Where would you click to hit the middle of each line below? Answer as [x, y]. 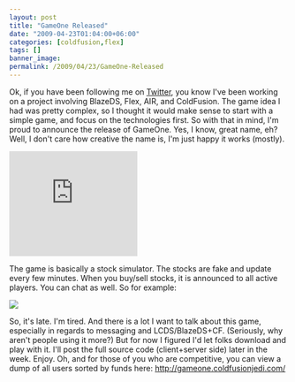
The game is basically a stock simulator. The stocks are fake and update [140, 268]
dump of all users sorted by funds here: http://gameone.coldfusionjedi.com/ [147, 368]
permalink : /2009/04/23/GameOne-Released [87, 67]
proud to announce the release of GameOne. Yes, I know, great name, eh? [144, 129]
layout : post [33, 17]
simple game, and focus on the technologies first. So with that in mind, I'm [144, 119]
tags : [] [25, 50]
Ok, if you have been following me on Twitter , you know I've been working [144, 92]
